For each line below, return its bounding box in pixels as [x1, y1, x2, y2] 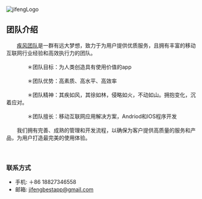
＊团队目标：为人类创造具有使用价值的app [27, 63, 132, 71]
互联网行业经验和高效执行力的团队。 [6, 49, 96, 57]
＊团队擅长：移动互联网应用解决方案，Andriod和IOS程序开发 [27, 112, 177, 120]
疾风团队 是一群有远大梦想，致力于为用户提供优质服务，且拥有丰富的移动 [17, 42, 196, 49]
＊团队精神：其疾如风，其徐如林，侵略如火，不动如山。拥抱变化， [27, 91, 191, 98]
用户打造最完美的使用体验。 [22, 134, 91, 141]
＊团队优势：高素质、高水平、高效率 [27, 77, 117, 84]
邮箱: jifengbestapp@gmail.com [14, 186, 94, 193]
